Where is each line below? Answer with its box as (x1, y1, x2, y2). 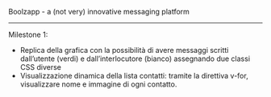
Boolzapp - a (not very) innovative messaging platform (8, 7, 190, 16)
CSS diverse (19, 63, 62, 71)
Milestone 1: (8, 30, 48, 39)
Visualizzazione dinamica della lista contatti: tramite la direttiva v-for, (19, 71, 248, 80)
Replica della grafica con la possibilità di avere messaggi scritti (19, 46, 229, 55)
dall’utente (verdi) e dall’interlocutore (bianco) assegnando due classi (19, 54, 251, 63)
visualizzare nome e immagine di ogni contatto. (19, 79, 177, 89)
